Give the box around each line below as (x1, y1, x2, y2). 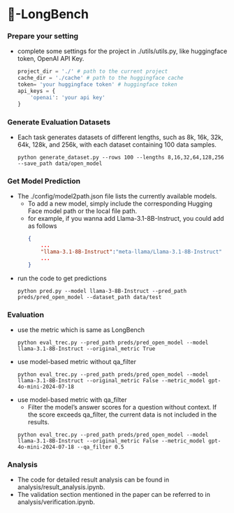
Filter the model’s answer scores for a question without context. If (27, 403, 217, 411)
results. (27, 418, 50, 426)
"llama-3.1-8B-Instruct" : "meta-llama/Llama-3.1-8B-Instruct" (41, 248, 222, 256)
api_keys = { (17, 87, 56, 95)
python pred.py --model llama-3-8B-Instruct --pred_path (17, 287, 187, 294)
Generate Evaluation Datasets (7, 117, 110, 127)
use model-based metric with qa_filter (17, 396, 127, 404)
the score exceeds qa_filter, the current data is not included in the (27, 410, 217, 419)
